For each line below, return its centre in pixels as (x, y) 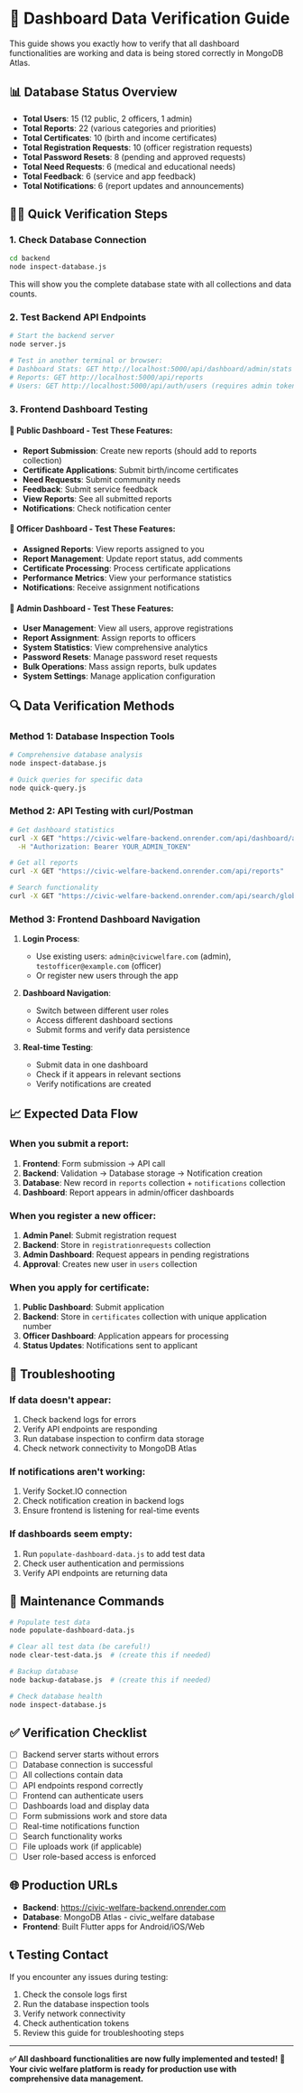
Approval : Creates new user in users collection (110, 1264)
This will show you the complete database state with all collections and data (150, 285)
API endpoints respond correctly (83, 1785)
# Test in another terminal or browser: (87, 361)
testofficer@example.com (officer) (99, 966)
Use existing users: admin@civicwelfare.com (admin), (133, 956)
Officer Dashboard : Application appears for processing (125, 1336)
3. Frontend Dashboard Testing (79, 408)
